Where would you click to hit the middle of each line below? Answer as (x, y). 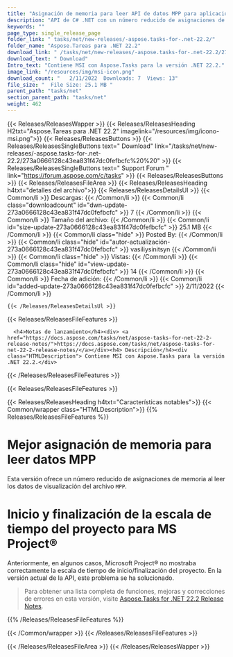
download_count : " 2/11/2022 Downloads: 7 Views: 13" (93, 78)
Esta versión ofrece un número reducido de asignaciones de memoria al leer (116, 479)
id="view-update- (104, 264)
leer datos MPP (52, 460)
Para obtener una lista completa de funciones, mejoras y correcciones (124, 591)
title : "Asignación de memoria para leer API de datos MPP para (102, 14)
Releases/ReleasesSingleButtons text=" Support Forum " (88, 168)
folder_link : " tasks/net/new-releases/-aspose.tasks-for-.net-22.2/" (111, 40)
